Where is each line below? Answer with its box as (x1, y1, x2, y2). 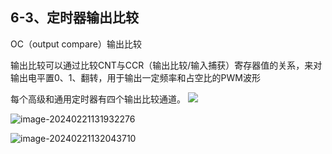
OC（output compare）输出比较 (10, 38, 142, 50)
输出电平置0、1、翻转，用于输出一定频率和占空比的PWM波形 (10, 71, 261, 83)
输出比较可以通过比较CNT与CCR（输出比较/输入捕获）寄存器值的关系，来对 (10, 59, 323, 71)
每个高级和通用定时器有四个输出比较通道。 (10, 93, 186, 105)
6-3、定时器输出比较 (10, 9, 139, 27)
